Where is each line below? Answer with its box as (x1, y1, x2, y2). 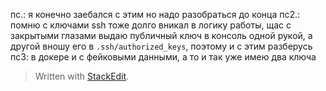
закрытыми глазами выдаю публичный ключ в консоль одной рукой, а (10, 30, 313, 41)
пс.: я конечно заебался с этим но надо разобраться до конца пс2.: (10, 9, 301, 20)
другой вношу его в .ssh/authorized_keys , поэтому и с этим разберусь (10, 40, 313, 52)
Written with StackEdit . (34, 70, 130, 82)
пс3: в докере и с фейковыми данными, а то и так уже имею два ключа (10, 51, 317, 63)
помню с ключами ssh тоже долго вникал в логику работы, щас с (10, 19, 292, 31)
